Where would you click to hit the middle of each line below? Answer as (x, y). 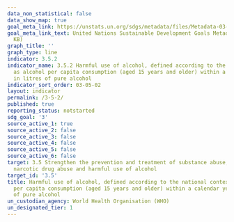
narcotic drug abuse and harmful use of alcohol (85, 169)
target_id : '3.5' (32, 175)
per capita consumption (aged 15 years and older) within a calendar (116, 189)
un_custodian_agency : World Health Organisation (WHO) (88, 201)
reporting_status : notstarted (51, 111)
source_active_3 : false (42, 136)
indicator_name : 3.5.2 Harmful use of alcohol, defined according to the (117, 65)
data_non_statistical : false (49, 14)
